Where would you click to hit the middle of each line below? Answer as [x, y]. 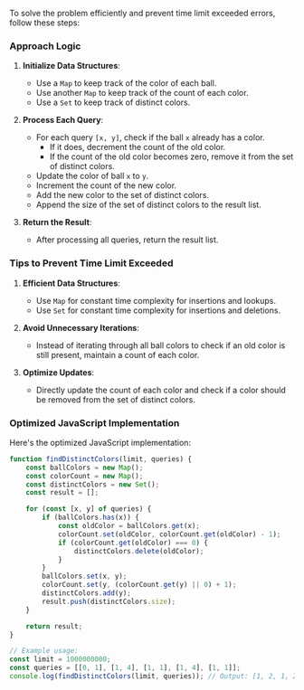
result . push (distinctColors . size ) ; [109, 601]
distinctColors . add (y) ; [86, 593]
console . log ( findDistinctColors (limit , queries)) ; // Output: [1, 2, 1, [149, 676]
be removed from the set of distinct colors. [116, 399]
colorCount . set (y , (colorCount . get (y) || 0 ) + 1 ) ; [139, 585]
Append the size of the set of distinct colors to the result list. [149, 205]
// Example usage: [44, 651]
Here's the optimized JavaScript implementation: [100, 442]
